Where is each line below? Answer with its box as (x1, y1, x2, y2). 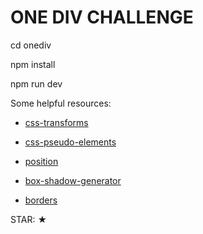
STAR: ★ (10, 213, 48, 225)
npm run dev (10, 77, 63, 90)
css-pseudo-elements (24, 136, 117, 148)
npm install (10, 58, 56, 70)
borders (24, 194, 58, 206)
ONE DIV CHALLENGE (10, 6, 194, 29)
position (24, 155, 59, 167)
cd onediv (10, 39, 52, 51)
